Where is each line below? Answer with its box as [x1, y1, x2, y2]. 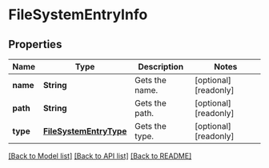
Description [138, 62, 184, 72]
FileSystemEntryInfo [8, 6, 148, 24]
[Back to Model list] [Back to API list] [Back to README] [8, 151, 192, 161]
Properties [8, 38, 62, 51]
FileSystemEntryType [42, 126, 127, 137]
